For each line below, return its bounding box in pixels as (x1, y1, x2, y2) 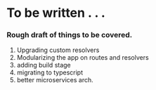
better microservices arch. (16, 76, 94, 84)
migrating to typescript (16, 68, 84, 77)
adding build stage (16, 61, 71, 70)
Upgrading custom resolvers (16, 46, 100, 54)
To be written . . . (6, 5, 106, 21)
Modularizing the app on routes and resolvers (16, 53, 149, 62)
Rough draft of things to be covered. (6, 30, 133, 40)
